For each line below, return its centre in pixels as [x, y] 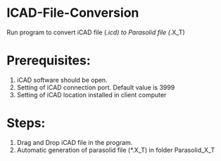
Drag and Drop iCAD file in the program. [75, 142]
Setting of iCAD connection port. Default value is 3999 [96, 87]
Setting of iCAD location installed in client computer [91, 94]
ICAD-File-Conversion [73, 13]
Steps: [26, 123]
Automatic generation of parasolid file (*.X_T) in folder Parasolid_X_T [116, 150]
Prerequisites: [49, 61]
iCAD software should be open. [62, 80]
